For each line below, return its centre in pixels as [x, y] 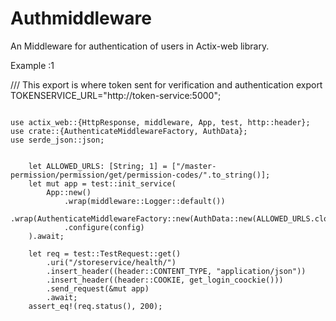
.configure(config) [104, 227]
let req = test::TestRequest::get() [105, 253]
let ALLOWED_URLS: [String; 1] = [98, 166]
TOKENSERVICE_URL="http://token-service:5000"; [116, 95]
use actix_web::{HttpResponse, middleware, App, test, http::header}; [160, 122]
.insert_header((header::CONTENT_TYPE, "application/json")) [176, 271]
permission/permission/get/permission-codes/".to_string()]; [140, 175]
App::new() [69, 192]
